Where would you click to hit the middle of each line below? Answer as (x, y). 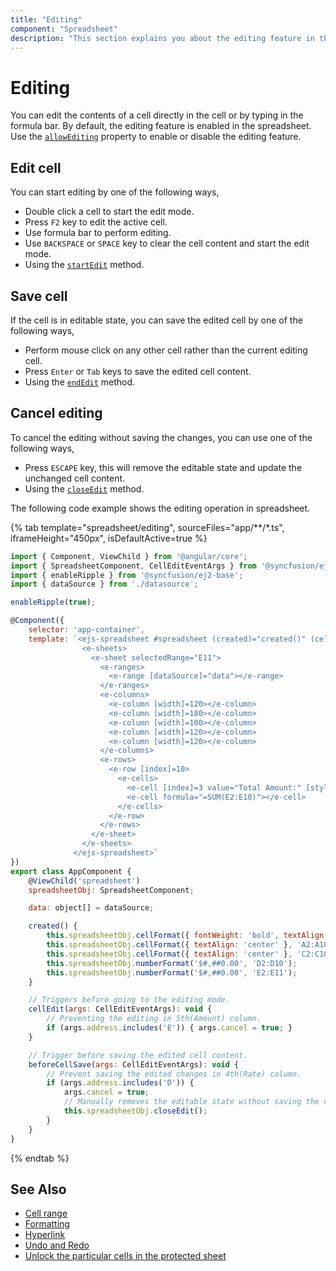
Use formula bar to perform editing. (98, 233)
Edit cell (36, 167)
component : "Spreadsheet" (64, 29)
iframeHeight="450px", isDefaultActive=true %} (109, 538)
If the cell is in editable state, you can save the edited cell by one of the (156, 320)
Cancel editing (56, 413)
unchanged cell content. (75, 478)
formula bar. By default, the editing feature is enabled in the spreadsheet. (161, 126)
